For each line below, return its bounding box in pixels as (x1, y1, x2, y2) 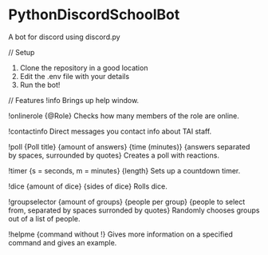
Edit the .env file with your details (19, 71, 130, 81)
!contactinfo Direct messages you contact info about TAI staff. (8, 126, 212, 136)
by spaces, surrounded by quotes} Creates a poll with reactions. (8, 150, 219, 160)
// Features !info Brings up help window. (8, 95, 140, 105)
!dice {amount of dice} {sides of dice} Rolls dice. (8, 181, 167, 191)
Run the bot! (19, 80, 61, 90)
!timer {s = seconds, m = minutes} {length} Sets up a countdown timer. (8, 165, 241, 175)
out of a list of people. (8, 213, 81, 223)
